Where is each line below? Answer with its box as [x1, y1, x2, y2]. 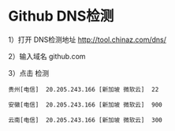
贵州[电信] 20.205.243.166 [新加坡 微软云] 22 [8, 85, 159, 93]
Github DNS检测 [8, 7, 114, 25]
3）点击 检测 [8, 68, 50, 77]
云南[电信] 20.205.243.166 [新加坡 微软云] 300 [8, 116, 163, 124]
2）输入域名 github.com [8, 51, 86, 61]
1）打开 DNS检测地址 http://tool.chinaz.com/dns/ [8, 35, 167, 44]
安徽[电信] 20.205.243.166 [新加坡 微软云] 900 [8, 100, 163, 109]
